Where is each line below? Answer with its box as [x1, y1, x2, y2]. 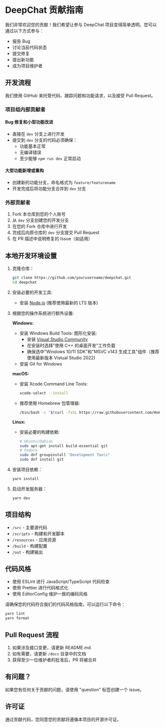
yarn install [12, 476, 39, 481]
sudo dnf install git [19, 457, 64, 462]
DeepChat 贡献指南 [5, 4, 83, 16]
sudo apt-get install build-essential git [19, 443, 108, 448]
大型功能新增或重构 [5, 168, 44, 173]
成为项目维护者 [12, 62, 43, 69]
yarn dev [12, 496, 30, 501]
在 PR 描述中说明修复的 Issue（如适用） [12, 236, 93, 242]
